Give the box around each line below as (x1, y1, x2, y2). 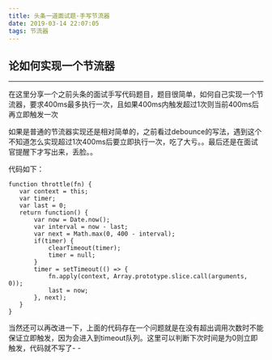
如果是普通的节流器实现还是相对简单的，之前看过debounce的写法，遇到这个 (8, 127, 262, 137)
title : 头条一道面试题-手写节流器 (8, 11, 110, 20)
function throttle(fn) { (8, 180, 92, 188)
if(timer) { (33, 237, 74, 245)
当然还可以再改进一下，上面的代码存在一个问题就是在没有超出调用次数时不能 (8, 323, 264, 332)
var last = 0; (19, 201, 67, 210)
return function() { (19, 209, 89, 217)
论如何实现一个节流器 (8, 58, 115, 73)
